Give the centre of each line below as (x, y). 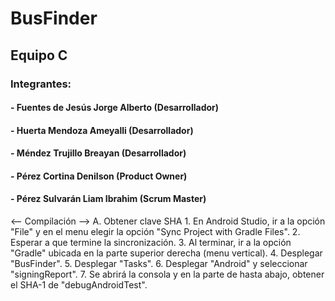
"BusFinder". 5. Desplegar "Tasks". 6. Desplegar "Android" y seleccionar (159, 264)
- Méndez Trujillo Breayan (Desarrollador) (98, 153)
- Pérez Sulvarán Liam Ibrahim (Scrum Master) (108, 199)
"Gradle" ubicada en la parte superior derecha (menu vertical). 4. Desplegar (166, 253)
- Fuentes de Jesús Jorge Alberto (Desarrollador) (115, 108)
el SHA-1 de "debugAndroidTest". (79, 285)
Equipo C (39, 55)
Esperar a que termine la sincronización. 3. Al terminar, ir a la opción (151, 243)
